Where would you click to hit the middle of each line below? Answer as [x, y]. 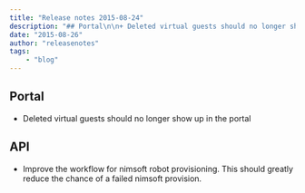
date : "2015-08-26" [46, 34]
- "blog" [42, 60]
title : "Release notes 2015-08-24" [77, 18]
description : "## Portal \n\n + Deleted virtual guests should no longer [148, 26]
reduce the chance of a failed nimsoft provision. [112, 179]
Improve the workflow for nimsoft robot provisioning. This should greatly [157, 169]
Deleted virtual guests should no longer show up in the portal [137, 118]
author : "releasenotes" [54, 43]
